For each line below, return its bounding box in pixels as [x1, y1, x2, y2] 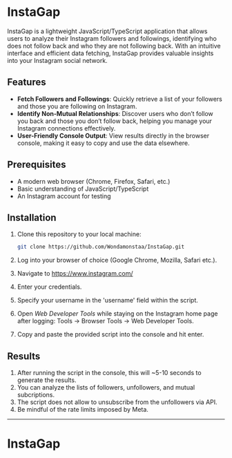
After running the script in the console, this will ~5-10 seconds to [17, 369, 202, 377]
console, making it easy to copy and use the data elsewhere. [17, 139, 190, 147]
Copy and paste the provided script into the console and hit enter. [17, 330, 204, 338]
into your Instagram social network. [7, 56, 108, 64]
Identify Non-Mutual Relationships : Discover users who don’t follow [17, 109, 214, 117]
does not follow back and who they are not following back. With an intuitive [7, 41, 221, 50]
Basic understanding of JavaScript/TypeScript [17, 184, 149, 193]
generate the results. [17, 376, 77, 384]
